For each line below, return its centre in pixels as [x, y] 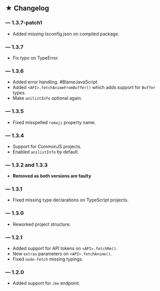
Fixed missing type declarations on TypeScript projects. [70, 200]
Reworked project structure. [42, 224]
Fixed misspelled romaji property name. [54, 122]
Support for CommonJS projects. [47, 146]
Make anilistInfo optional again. [47, 98]
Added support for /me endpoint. [46, 283]
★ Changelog [27, 8]
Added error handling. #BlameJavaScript [55, 82]
